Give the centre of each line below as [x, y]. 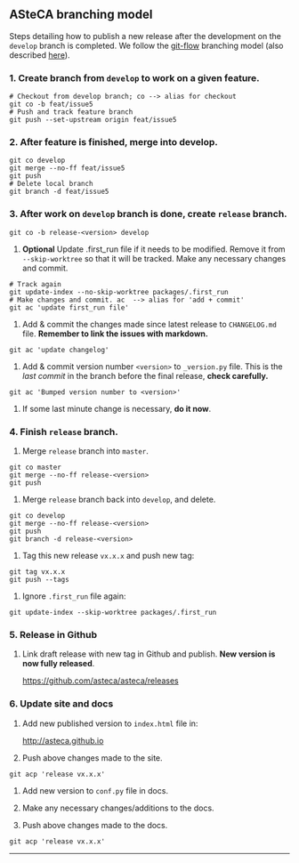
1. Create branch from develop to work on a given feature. [134, 77]
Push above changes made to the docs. [95, 825]
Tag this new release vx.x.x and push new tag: [108, 556]
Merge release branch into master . [85, 451]
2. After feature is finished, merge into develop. [113, 142]
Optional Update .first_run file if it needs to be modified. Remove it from [154, 249]
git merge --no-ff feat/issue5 [67, 168]
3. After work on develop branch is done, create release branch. [148, 214]
